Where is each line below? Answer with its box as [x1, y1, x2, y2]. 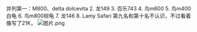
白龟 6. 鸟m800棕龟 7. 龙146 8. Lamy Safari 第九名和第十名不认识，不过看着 [6, 12, 192, 19]
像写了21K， [6, 20, 36, 26]
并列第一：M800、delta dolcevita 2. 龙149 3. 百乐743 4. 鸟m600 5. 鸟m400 [6, 5, 192, 12]
